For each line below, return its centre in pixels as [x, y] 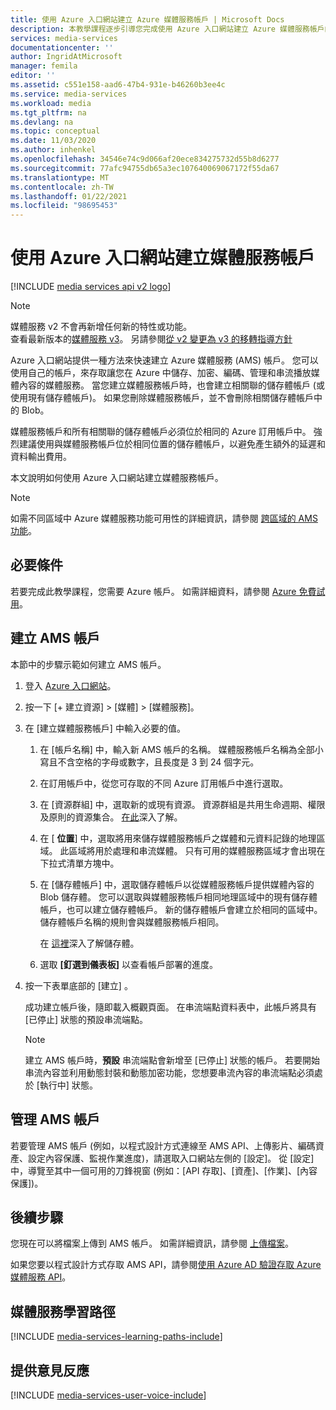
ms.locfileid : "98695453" [64, 206]
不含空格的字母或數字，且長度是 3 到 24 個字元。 [158, 762]
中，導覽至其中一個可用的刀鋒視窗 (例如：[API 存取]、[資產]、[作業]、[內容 [164, 1170]
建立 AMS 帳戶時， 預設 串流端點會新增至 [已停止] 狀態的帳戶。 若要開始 [172, 1060]
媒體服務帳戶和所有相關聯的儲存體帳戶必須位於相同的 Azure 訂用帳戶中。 [161, 432]
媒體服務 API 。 [41, 1277]
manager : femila [44, 66]
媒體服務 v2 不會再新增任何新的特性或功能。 [101, 327]
